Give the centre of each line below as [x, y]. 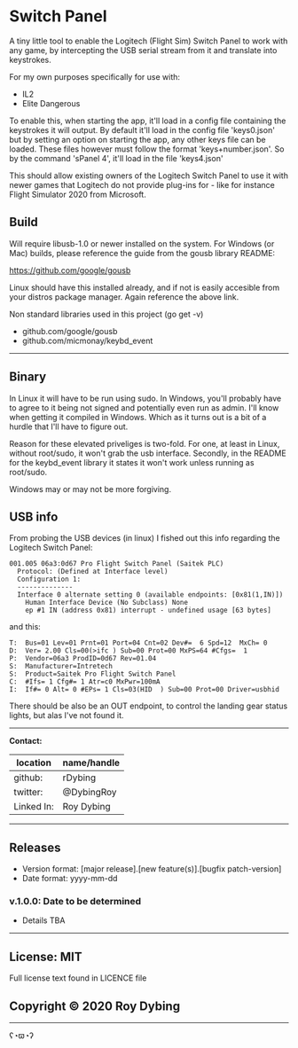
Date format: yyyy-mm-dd [70, 879]
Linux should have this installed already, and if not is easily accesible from [145, 287]
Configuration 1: [49, 579]
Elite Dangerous [51, 103]
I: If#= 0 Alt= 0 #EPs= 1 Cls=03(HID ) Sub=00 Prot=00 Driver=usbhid [144, 690]
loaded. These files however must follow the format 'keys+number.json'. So [147, 149]
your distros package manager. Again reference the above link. [124, 297]
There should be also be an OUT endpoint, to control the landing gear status [149, 706]
